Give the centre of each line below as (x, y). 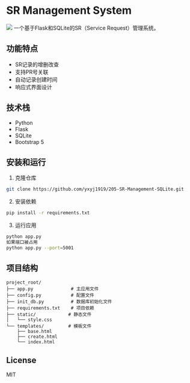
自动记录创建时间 (36, 79)
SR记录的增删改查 (37, 64)
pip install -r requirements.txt (48, 213)
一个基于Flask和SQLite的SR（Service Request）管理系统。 (86, 28)
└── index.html (36, 342)
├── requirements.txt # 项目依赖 (50, 308)
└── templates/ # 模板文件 (49, 326)
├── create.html (38, 337)
